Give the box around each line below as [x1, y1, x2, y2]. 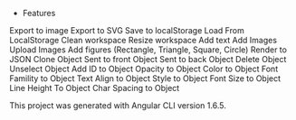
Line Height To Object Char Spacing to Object [9, 83, 180, 93]
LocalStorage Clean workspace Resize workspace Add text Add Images [9, 35, 278, 45]
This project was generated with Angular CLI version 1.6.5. [9, 100, 226, 111]
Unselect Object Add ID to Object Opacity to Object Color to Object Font [9, 63, 279, 74]
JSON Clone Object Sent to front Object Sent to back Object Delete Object [9, 54, 287, 64]
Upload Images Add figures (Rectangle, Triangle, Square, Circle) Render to [9, 44, 288, 55]
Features [22, 8, 56, 18]
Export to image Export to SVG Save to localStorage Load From [9, 25, 244, 35]
